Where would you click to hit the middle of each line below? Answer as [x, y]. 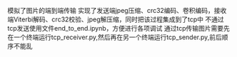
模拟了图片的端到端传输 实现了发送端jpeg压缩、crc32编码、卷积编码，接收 [117, 10]
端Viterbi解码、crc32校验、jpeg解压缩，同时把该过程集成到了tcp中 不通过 [116, 19]
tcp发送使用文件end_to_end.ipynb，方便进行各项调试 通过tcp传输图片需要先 [119, 28]
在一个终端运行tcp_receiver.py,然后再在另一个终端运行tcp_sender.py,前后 [115, 37]
